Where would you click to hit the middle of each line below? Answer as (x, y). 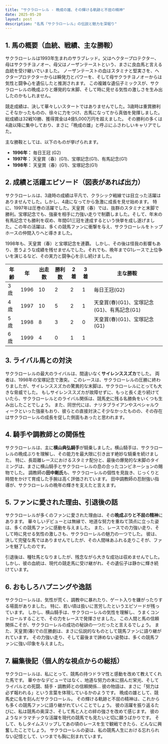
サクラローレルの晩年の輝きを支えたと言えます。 (68, 485)
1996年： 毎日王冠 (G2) (37, 152)
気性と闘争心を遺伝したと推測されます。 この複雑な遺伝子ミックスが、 (78, 83)
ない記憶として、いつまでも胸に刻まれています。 (55, 736)
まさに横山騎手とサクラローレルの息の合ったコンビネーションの (92, 466)
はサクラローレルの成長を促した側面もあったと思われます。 (66, 417)
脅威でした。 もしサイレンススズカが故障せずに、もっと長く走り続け (84, 392)
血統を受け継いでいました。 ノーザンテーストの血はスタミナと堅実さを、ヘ (82, 71)
